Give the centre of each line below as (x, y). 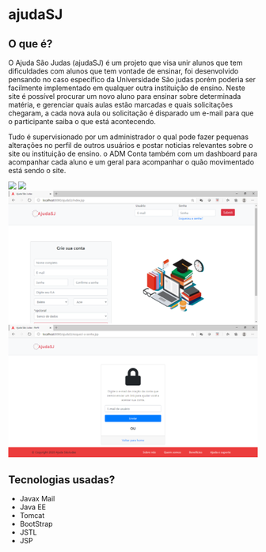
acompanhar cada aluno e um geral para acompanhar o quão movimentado (131, 162)
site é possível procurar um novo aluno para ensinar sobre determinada (125, 96)
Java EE (32, 507)
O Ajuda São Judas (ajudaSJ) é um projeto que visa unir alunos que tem (125, 62)
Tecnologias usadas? (62, 480)
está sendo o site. (37, 170)
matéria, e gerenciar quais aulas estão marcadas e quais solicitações (121, 105)
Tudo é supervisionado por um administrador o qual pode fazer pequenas (129, 137)
